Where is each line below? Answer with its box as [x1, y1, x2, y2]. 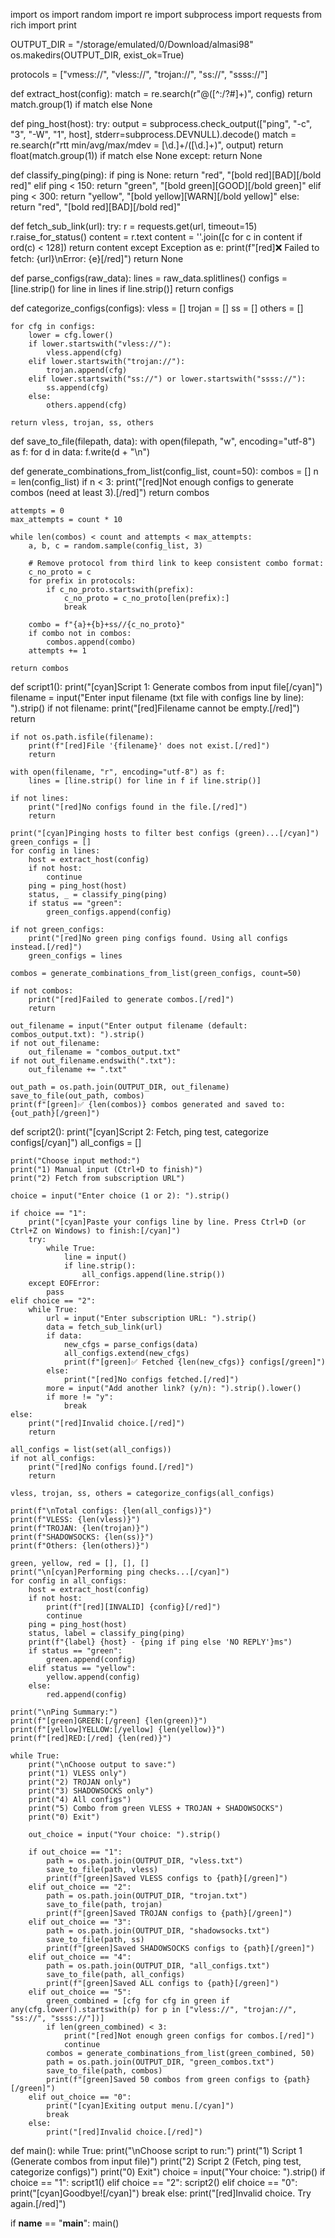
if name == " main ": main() [10, 2217, 120, 2229]
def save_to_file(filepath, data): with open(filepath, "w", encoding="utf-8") [10, 435, 316, 447]
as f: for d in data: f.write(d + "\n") [10, 446, 151, 458]
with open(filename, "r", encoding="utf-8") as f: [10, 767, 226, 777]
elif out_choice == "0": [28, 2092, 132, 2102]
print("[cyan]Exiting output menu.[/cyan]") [46, 2101, 235, 2111]
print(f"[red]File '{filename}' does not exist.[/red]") [28, 741, 271, 751]
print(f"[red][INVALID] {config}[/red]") [46, 1602, 222, 1612]
